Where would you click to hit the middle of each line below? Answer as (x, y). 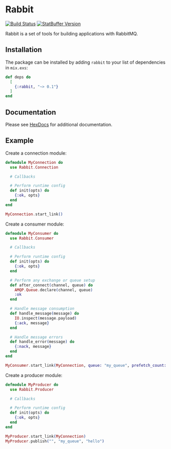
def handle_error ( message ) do (42, 342)
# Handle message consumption (42, 309)
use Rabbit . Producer (32, 389)
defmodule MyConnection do (34, 162)
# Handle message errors (36, 337)
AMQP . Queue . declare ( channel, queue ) (54, 290)
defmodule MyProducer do (32, 385)
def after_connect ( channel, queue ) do (52, 285)
